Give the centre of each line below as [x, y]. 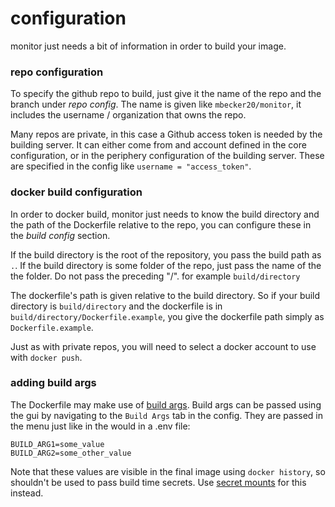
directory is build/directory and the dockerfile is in [116, 306]
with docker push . [46, 357]
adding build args [53, 383]
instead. [27, 493]
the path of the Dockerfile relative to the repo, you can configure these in [161, 224]
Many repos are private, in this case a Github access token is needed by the [166, 134]
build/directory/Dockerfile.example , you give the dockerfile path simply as [167, 316]
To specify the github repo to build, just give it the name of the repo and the [166, 94]
